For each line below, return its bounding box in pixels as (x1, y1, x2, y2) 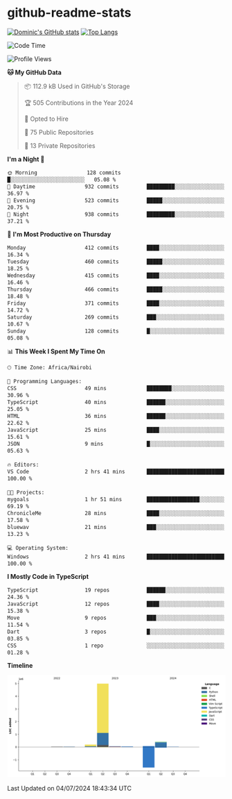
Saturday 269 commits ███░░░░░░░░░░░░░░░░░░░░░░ (7, 314, 225, 321)
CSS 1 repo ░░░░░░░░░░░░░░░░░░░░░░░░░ (7, 642, 225, 649)
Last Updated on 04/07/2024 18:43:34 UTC (7, 784, 132, 793)
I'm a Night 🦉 (7, 155, 45, 163)
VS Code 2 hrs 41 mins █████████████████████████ (7, 468, 225, 475)
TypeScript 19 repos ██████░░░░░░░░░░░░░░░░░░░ (7, 587, 225, 594)
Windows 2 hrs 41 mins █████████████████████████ (7, 553, 225, 560)
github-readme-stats (7, 5, 132, 21)
